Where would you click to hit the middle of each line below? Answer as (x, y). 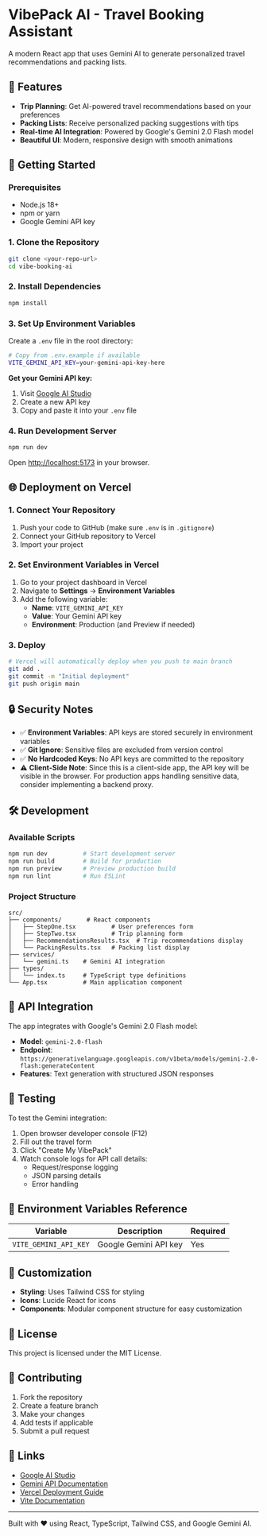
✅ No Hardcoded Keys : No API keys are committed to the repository (132, 759)
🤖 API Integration (51, 1007)
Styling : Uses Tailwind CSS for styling (82, 1292)
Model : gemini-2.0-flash (61, 1041)
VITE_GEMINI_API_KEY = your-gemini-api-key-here (87, 363)
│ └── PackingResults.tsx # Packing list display (99, 948)
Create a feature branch (59, 1406)
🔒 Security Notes (51, 710)
